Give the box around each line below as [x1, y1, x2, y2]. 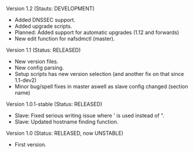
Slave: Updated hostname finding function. [14, 118, 119, 125]
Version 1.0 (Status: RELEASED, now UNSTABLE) [6, 129, 123, 137]
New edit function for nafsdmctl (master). [14, 35, 115, 42]
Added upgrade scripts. [14, 23, 72, 29]
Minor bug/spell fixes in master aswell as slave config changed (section [14, 83, 188, 90]
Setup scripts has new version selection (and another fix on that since [14, 71, 184, 77]
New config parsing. [14, 64, 64, 71]
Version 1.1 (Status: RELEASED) [6, 46, 81, 54]
